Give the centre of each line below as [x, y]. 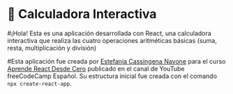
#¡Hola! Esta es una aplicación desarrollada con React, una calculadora [109, 33]
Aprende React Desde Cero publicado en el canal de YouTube [96, 68]
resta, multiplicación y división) [52, 48]
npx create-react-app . [39, 83]
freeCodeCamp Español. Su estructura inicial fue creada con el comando [112, 76]
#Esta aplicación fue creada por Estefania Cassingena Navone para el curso [116, 61]
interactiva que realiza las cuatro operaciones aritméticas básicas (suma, [112, 40]
